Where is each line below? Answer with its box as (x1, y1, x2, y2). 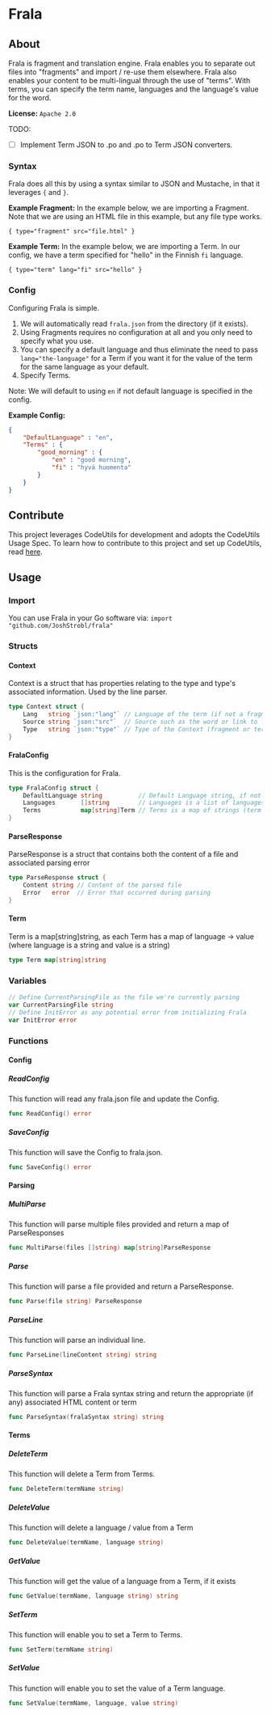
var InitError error (8, 1016, 78, 1024)
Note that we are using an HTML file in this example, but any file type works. (8, 212, 262, 222)
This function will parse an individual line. (8, 1336, 146, 1345)
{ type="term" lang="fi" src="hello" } (8, 266, 143, 274)
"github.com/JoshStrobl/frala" (8, 622, 114, 630)
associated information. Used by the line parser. (8, 687, 168, 697)
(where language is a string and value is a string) (8, 940, 171, 951)
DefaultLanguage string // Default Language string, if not (23, 791, 262, 799)
